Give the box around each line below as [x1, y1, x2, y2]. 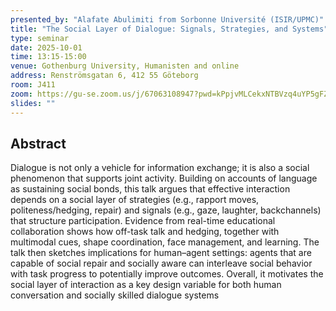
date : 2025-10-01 [10, 42, 83, 53]
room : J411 [10, 80, 56, 90]
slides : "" [10, 98, 56, 108]
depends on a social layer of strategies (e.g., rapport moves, [10, 194, 260, 206]
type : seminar [10, 33, 70, 43]
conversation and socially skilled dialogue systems [10, 289, 220, 301]
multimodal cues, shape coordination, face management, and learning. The [10, 236, 320, 248]
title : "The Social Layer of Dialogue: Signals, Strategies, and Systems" [10, 24, 329, 34]
